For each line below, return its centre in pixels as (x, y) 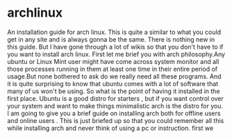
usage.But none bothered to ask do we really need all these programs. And (114, 76)
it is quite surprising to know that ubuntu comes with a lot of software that (113, 83)
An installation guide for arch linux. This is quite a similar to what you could (114, 32)
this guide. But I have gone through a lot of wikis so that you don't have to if (115, 47)
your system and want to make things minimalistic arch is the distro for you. (115, 106)
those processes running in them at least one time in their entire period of (112, 69)
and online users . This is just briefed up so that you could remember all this (116, 120)
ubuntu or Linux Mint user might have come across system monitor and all (113, 61)
